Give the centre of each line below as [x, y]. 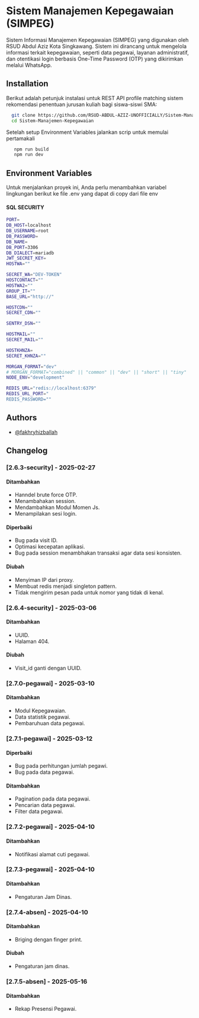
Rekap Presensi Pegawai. [46, 1009]
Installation [27, 84]
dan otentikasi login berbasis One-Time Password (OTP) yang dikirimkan [95, 59]
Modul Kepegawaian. [41, 711]
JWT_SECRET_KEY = [26, 258]
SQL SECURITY [25, 207]
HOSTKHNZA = [20, 350]
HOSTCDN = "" [20, 307]
